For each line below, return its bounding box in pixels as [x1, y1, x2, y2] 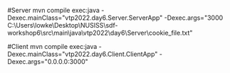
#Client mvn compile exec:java [7, 43, 98, 50]
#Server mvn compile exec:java [7, 6, 100, 14]
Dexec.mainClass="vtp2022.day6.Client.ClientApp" [7, 50, 158, 58]
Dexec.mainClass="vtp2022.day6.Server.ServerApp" [7, 13, 163, 22]
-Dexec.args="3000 [164, 13, 224, 22]
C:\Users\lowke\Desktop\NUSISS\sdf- [7, 21, 118, 29]
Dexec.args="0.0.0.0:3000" [7, 57, 89, 66]
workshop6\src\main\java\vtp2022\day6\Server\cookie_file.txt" [7, 28, 193, 37]
